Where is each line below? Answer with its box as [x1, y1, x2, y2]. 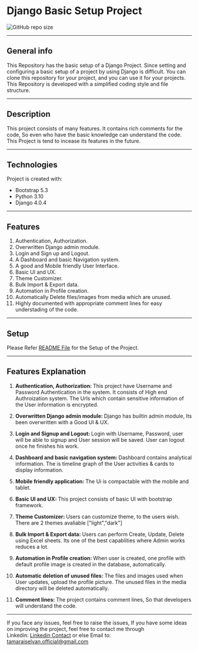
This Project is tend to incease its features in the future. [6, 137, 141, 145]
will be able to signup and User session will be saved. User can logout [15, 436, 184, 443]
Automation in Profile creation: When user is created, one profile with [15, 554, 186, 562]
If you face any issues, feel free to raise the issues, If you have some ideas [6, 619, 187, 626]
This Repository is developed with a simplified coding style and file [6, 80, 169, 88]
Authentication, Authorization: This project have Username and [15, 382, 172, 389]
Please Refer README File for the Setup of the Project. [6, 344, 139, 351]
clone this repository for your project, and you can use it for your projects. [6, 74, 186, 81]
